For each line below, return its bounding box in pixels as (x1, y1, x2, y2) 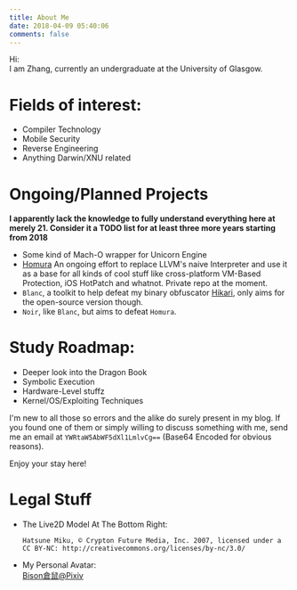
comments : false (9, 29, 69, 38)
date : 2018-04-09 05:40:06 (9, 21, 109, 30)
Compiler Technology (21, 124, 101, 135)
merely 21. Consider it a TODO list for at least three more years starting (9, 223, 276, 234)
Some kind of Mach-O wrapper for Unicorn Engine (21, 250, 207, 260)
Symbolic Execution (21, 376, 95, 388)
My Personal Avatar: (21, 560, 97, 570)
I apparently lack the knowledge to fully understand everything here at (9, 213, 276, 224)
